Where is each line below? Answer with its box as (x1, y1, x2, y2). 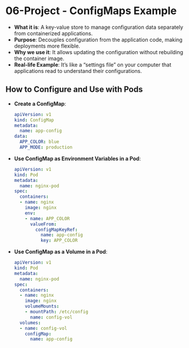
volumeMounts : (25, 303, 59, 310)
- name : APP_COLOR (25, 216, 70, 221)
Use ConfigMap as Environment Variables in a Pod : (14, 155, 141, 162)
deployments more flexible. (14, 42, 81, 49)
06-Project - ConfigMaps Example (5, 4, 177, 18)
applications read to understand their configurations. (14, 67, 142, 74)
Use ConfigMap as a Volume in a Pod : (14, 248, 108, 256)
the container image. (14, 55, 65, 62)
